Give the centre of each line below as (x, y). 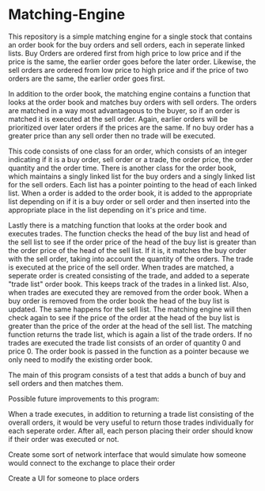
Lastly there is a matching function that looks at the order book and (117, 225)
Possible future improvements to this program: (84, 398)
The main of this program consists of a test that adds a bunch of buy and (127, 375)
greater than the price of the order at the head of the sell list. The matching (131, 326)
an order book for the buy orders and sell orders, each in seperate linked (127, 44)
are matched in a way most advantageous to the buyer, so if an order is (124, 110)
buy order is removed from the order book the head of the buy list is (119, 300)
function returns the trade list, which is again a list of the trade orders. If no (131, 334)
